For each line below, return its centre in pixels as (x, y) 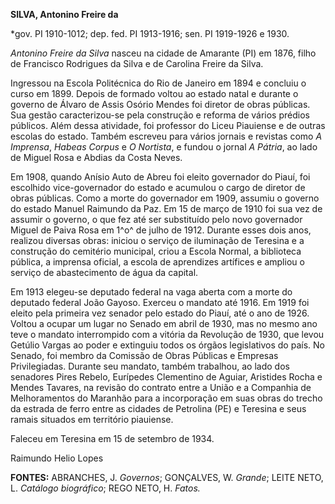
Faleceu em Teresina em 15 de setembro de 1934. (112, 438)
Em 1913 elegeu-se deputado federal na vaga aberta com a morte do (151, 292)
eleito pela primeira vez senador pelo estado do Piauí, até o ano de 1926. (160, 313)
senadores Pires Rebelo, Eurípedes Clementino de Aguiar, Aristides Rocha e (166, 377)
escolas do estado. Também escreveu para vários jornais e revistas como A (166, 136)
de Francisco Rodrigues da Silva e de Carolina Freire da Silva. (137, 63)
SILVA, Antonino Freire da (64, 14)
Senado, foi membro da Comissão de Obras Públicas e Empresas (144, 355)
